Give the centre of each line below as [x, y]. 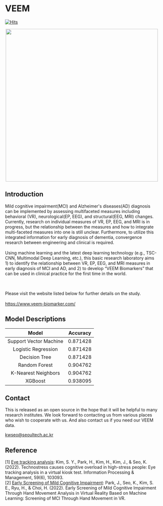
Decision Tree [35, 357]
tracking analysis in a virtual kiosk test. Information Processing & [70, 472]
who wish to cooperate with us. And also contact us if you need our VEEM [79, 420]
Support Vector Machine [36, 341]
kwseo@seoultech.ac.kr [29, 435]
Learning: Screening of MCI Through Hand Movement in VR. [65, 498]
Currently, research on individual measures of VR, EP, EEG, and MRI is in [77, 221]
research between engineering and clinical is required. [60, 242]
